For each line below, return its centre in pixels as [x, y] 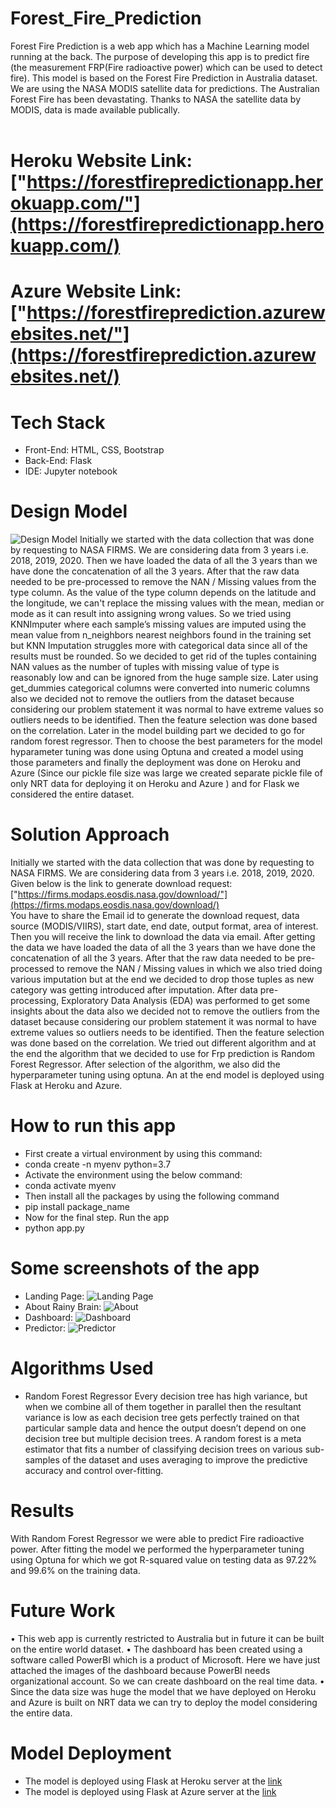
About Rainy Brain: [63, 1306]
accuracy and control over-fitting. [94, 1470]
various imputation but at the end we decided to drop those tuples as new [162, 979]
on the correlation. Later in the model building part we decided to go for [158, 731]
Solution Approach [90, 834]
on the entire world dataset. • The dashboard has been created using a [156, 1649]
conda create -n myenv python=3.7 [98, 1164]
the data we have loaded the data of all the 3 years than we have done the [163, 948]
